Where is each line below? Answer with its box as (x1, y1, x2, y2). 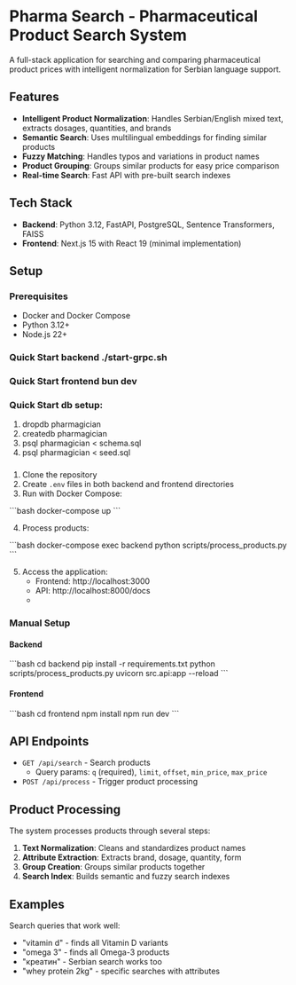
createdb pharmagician (21, 429, 108, 439)
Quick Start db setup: (9, 399, 104, 412)
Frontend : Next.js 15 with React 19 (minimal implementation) (21, 238, 242, 248)
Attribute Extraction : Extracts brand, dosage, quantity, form (21, 852, 242, 863)
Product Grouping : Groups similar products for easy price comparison (21, 160, 280, 170)
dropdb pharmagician (21, 419, 102, 429)
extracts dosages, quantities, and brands (21, 122, 172, 133)
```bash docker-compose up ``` (9, 506, 121, 516)
